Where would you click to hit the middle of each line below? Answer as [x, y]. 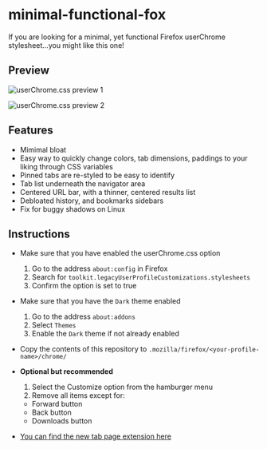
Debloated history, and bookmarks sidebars [92, 201]
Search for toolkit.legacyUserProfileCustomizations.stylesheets [141, 277]
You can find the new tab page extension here [95, 436]
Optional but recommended [66, 372]
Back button [51, 412]
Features [31, 131]
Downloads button [62, 421]
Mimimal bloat [43, 149]
